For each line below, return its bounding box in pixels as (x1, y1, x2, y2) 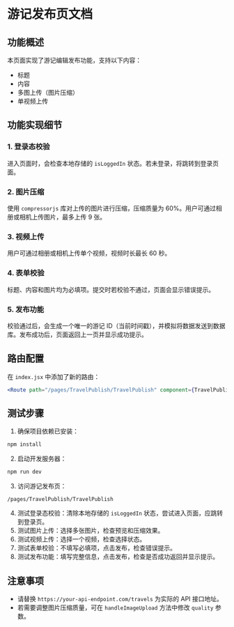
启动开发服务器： (17, 454, 67, 463)
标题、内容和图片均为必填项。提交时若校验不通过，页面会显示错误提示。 (7, 285, 214, 293)
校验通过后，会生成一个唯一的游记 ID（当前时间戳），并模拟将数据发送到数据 (7, 321, 226, 330)
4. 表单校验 (7, 268, 45, 278)
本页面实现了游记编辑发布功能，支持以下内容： (7, 56, 141, 64)
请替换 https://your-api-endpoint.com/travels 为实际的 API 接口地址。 (17, 594, 223, 603)
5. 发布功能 (7, 304, 45, 314)
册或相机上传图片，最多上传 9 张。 (7, 212, 107, 221)
